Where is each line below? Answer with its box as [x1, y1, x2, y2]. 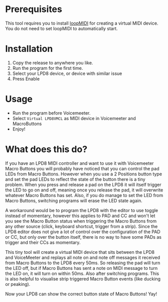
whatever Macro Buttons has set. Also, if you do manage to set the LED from [5, 192, 163, 198]
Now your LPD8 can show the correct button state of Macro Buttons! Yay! [5, 290, 157, 297]
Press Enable [12, 75, 40, 81]
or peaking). [5, 281, 31, 287]
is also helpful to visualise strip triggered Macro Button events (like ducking [5, 275, 161, 282]
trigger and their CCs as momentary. [5, 239, 81, 245]
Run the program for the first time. [12, 65, 83, 71]
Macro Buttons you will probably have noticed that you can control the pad [5, 165, 159, 171]
